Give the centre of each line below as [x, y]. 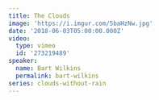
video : [19, 38]
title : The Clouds [39, 16]
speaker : [23, 61]
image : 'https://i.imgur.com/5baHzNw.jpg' [81, 23]
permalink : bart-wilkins [57, 76]
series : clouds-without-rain [57, 83]
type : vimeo [36, 46]
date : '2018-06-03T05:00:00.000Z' [67, 31]
